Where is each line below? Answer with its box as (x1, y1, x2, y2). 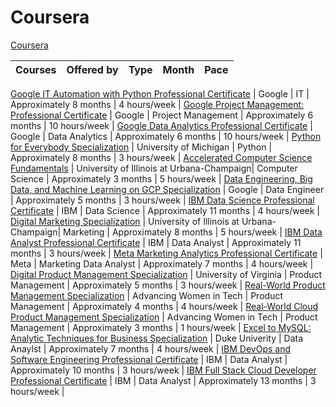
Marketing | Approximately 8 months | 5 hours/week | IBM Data (63, 226, 323, 238)
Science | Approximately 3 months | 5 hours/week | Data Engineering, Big (10, 172, 313, 185)
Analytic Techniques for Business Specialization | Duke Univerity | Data (10, 332, 304, 344)
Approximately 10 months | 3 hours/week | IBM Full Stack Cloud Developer (10, 364, 317, 376)
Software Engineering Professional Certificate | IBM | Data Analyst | (10, 353, 288, 365)
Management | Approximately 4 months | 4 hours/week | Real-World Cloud (10, 300, 319, 312)
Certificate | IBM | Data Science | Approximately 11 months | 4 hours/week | (10, 204, 320, 216)
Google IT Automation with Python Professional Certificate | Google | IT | (10, 87, 310, 100)
